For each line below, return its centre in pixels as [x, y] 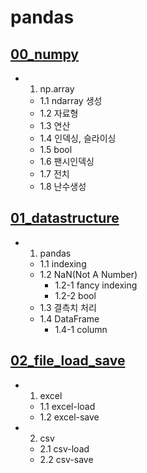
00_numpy [44, 54]
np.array [57, 89]
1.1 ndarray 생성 [71, 100]
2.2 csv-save [66, 459]
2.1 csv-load [64, 448]
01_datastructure [65, 218]
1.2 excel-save [69, 417]
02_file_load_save [68, 361]
